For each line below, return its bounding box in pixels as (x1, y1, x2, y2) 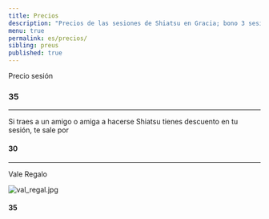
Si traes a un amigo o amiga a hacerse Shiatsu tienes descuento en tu (8, 117, 239, 127)
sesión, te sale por (8, 125, 70, 135)
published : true (8, 49, 62, 57)
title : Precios (8, 11, 59, 20)
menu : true (8, 26, 45, 34)
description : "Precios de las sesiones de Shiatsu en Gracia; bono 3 (8, 19, 246, 27)
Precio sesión (8, 71, 54, 80)
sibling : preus (8, 42, 59, 50)
